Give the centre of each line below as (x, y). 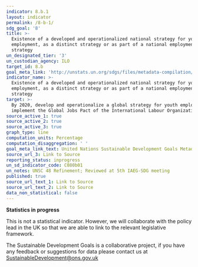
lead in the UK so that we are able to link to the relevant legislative (86, 227)
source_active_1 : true (34, 116)
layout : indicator (29, 17)
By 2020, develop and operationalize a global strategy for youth (95, 105)
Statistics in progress (33, 210)
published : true (26, 177)
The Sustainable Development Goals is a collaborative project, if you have (95, 245)
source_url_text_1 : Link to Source (50, 182)
